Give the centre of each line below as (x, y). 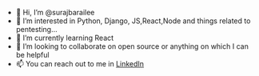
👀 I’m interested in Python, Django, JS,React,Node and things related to (133, 21)
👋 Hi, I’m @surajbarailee (55, 12)
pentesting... (36, 29)
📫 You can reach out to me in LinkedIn (80, 64)
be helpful (32, 55)
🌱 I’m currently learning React (65, 38)
